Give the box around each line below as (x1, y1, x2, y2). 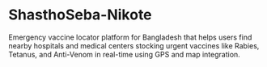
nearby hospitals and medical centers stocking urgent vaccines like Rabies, (8, 40, 260, 50)
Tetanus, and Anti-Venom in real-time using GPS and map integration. (8, 49, 240, 59)
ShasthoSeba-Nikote (8, 6, 152, 24)
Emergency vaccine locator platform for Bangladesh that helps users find (8, 32, 252, 42)
